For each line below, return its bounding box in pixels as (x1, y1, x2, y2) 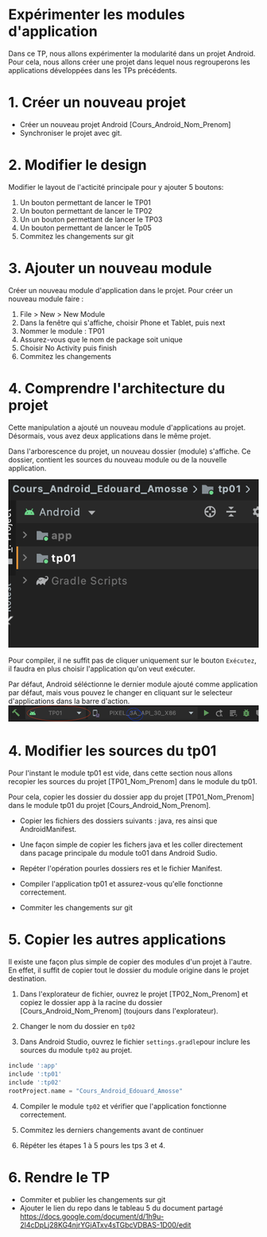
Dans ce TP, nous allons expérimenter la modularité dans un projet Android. (8, 48, 256, 58)
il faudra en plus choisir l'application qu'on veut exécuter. (8, 663, 196, 673)
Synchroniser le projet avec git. (19, 128, 122, 137)
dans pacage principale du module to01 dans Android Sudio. (19, 849, 218, 858)
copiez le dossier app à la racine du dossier (19, 998, 163, 1007)
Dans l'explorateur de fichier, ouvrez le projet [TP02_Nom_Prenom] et (19, 989, 249, 999)
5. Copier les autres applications (8, 931, 226, 949)
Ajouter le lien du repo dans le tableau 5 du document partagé (19, 1203, 224, 1212)
